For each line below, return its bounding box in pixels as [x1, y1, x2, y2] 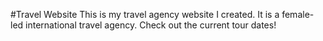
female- [281, 9, 315, 20]
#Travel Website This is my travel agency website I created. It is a [10, 9, 280, 20]
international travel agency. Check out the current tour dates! [25, 19, 277, 31]
